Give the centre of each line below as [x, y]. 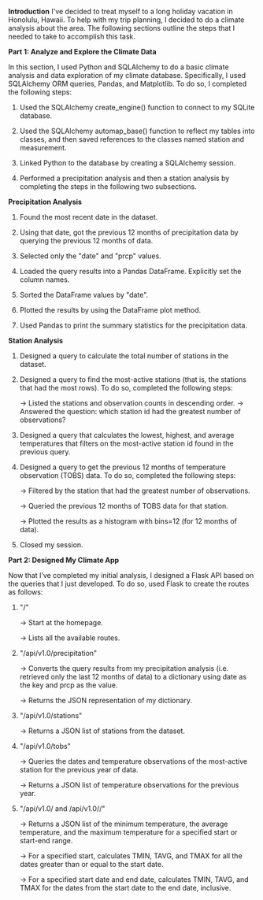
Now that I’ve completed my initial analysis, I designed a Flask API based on [131, 575]
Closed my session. [52, 545]
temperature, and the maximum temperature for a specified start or [128, 832]
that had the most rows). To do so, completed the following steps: [126, 388]
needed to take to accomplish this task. [72, 36]
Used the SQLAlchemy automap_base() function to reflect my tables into [137, 131]
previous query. [45, 452]
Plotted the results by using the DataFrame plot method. [110, 310]
